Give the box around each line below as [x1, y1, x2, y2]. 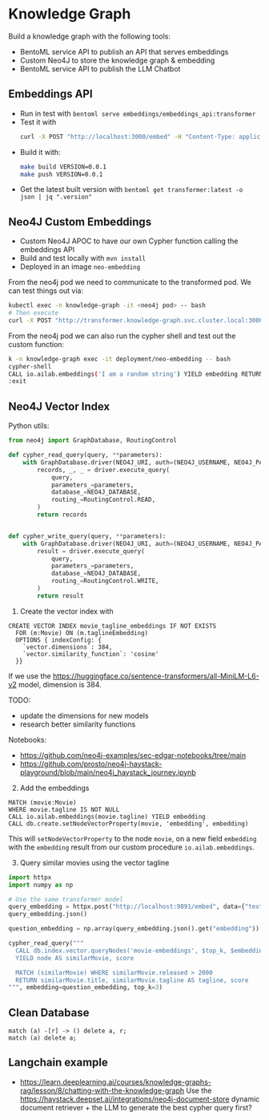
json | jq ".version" [19, 193, 92, 202]
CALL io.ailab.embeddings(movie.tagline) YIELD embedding [8, 813, 206, 821]
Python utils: [8, 421, 50, 430]
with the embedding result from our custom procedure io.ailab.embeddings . [8, 842, 255, 852]
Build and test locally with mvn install [19, 254, 147, 263]
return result [37, 592, 84, 600]
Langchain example [8, 1056, 108, 1069]
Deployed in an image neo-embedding [19, 262, 141, 271]
